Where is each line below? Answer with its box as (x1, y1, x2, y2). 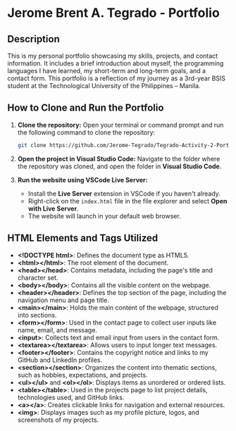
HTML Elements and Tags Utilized (7, 232, 159, 244)
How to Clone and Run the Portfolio (7, 102, 164, 114)
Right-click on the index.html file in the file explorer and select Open (27, 196, 228, 205)
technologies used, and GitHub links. (17, 393, 125, 401)
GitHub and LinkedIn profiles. (17, 356, 103, 364)
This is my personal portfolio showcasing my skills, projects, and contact (7, 51, 218, 60)
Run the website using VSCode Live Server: (17, 175, 148, 184)
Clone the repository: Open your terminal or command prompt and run (17, 120, 224, 129)
